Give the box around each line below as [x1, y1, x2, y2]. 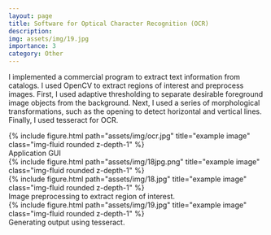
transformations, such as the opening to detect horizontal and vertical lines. [8, 107, 262, 116]
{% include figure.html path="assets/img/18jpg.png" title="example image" [8, 157, 260, 167]
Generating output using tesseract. [8, 217, 125, 227]
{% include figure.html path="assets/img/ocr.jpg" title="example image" [8, 131, 251, 141]
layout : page [8, 11, 53, 20]
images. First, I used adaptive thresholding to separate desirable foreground [8, 89, 264, 98]
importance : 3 [8, 42, 57, 50]
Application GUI [8, 148, 61, 158]
